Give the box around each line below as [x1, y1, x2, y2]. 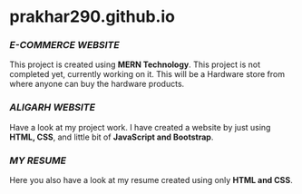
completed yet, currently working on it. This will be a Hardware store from [9, 69, 286, 80]
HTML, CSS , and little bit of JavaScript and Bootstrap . [9, 131, 214, 142]
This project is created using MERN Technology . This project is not [9, 59, 261, 70]
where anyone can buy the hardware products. [9, 79, 185, 90]
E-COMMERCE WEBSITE [9, 39, 120, 52]
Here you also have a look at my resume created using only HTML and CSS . [9, 175, 293, 186]
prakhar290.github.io [9, 6, 175, 27]
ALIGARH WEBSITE [9, 102, 95, 114]
